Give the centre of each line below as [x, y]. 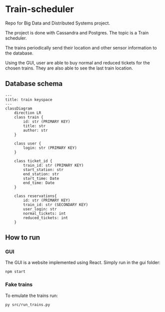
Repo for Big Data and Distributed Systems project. [58, 23]
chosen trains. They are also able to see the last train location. [69, 68]
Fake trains [19, 284]
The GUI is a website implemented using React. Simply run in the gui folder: [83, 262]
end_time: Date [39, 183]
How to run [23, 238]
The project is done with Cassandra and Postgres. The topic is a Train [77, 32]
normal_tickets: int [44, 213]
